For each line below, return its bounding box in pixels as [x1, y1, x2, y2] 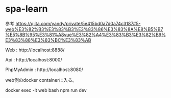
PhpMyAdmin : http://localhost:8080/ [5, 67, 83, 73]
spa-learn [5, 3, 48, 15]
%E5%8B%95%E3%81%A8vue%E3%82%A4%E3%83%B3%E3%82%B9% [5, 31, 166, 38]
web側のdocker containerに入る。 [5, 77, 77, 83]
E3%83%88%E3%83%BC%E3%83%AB [5, 37, 91, 43]
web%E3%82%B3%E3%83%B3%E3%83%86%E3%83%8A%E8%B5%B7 [5, 26, 163, 32]
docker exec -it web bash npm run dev [5, 87, 87, 93]
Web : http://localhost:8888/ [5, 47, 65, 53]
